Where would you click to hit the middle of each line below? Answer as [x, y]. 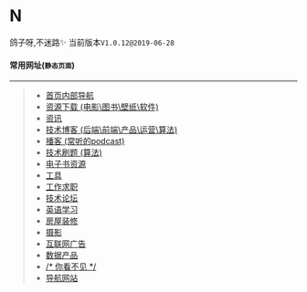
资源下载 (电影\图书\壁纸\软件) [102, 107]
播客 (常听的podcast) [85, 141]
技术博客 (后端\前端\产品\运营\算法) [111, 130]
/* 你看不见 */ [71, 266]
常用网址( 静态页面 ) [42, 65]
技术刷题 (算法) [74, 152]
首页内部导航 [69, 96]
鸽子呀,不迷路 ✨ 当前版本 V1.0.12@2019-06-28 [92, 42]
